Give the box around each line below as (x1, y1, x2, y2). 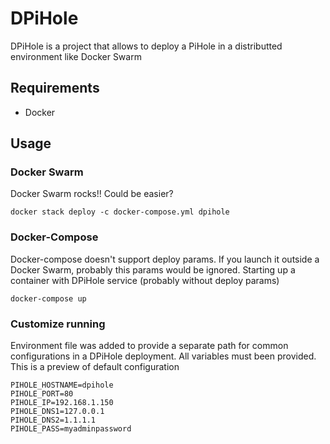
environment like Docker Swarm (10, 50, 142, 62)
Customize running (10, 317, 106, 331)
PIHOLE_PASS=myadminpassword (10, 424, 132, 434)
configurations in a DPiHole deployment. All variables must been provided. (10, 350, 317, 362)
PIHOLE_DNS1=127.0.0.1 (10, 407, 105, 417)
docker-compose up (10, 293, 87, 304)
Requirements (10, 80, 100, 97)
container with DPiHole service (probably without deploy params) (10, 274, 280, 286)
